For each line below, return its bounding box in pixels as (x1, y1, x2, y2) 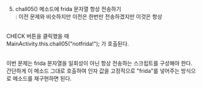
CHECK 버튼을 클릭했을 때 (6, 32, 69, 40)
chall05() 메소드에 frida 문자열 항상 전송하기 (15, 5, 121, 12)
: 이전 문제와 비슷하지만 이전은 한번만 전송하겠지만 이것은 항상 (15, 13, 163, 20)
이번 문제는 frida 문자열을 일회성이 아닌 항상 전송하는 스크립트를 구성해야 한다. (6, 60, 193, 67)
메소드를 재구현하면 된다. (12, 75, 72, 82)
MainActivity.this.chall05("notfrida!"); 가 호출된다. (6, 40, 130, 47)
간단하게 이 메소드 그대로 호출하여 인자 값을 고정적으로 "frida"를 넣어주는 (6, 67, 180, 75)
